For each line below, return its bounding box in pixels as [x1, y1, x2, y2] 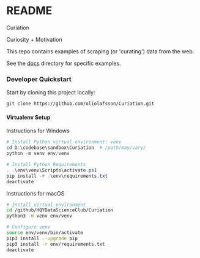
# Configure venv [6, 224, 51, 230]
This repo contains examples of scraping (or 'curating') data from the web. [6, 47, 194, 55]
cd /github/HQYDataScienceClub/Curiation [6, 207, 114, 213]
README [6, 4, 53, 18]
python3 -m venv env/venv [6, 213, 72, 219]
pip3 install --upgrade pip [6, 235, 78, 241]
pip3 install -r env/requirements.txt [6, 241, 105, 247]
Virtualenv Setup [6, 113, 51, 121]
